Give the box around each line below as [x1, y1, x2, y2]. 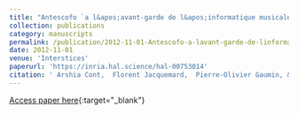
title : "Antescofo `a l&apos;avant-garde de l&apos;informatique [9, 12, 255, 22]
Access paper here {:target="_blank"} [9, 95, 145, 105]
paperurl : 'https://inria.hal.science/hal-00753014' [9, 63, 208, 72]
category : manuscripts [9, 29, 93, 38]
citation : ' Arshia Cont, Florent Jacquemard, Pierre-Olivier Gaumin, [9, 71, 284, 80]
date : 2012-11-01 [9, 46, 74, 55]
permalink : [9, 37, 50, 47]
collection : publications [9, 21, 105, 30]
